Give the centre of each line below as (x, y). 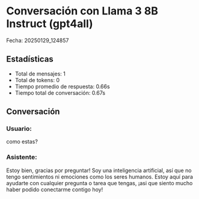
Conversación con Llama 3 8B (82, 11)
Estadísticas (30, 59)
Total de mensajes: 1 (40, 74)
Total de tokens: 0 (37, 80)
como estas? (22, 141)
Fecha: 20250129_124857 (38, 40)
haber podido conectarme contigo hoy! (55, 189)
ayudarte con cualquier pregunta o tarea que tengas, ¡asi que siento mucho (99, 183)
